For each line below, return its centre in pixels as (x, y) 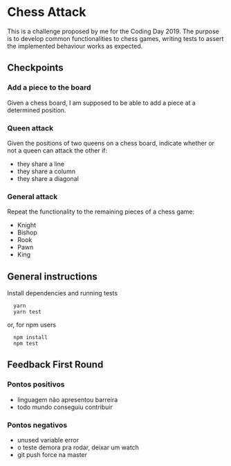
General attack (33, 196)
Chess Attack (47, 12)
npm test (26, 344)
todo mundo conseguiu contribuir (65, 407)
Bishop (27, 232)
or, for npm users (32, 325)
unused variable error (48, 440)
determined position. (37, 110)
